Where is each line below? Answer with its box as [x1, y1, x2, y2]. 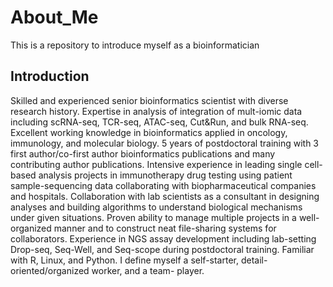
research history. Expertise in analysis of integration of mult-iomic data [10, 105, 303, 117]
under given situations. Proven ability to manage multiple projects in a [10, 211, 297, 223]
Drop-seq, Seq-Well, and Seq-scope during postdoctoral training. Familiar [10, 243, 315, 255]
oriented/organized [10, 264, 90, 276]
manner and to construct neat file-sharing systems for [53, 222, 277, 234]
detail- [240, 254, 268, 266]
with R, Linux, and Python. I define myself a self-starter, [10, 254, 239, 266]
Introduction [10, 68, 90, 85]
